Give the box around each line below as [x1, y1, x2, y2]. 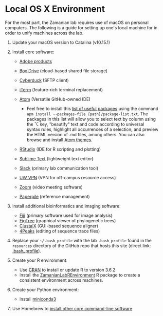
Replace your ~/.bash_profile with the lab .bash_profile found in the [12, 237, 152, 243]
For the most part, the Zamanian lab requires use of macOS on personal [5, 20, 149, 25]
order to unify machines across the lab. [5, 30, 84, 36]
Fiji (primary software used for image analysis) [19, 212, 113, 218]
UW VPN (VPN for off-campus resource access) [19, 174, 116, 180]
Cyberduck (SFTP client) [19, 77, 69, 83]
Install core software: [12, 49, 54, 55]
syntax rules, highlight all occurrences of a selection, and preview [26, 126, 159, 132]
